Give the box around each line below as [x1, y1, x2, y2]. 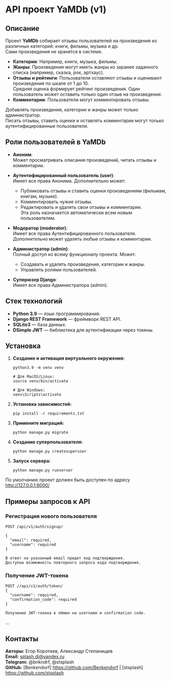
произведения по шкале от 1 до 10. [12, 81, 89, 86]
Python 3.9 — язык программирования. [12, 310, 101, 317]
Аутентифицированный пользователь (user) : [12, 172, 115, 178]
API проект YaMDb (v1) [5, 4, 107, 15]
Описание [5, 24, 40, 33]
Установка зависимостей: [12, 401, 72, 407]
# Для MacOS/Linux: [12, 374, 55, 379]
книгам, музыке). [20, 193, 59, 199]
